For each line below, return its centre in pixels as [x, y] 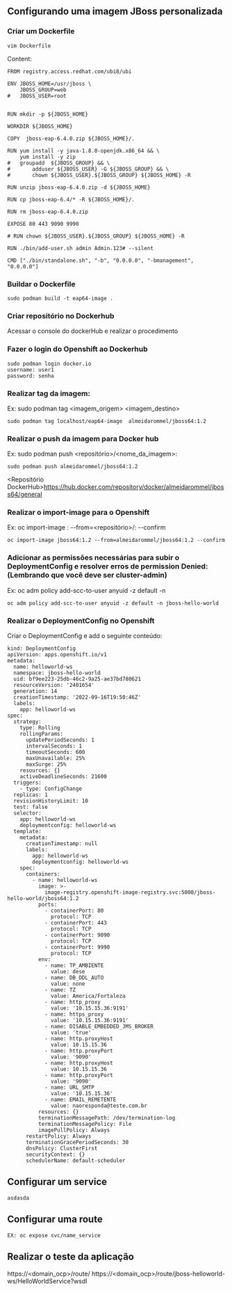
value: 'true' [71, 1033]
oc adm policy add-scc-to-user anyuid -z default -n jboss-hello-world [113, 603]
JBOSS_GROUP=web [43, 90]
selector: [27, 813]
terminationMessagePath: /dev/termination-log [107, 1118]
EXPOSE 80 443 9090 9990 [43, 224]
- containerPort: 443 [76, 923]
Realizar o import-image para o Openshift [78, 513]
